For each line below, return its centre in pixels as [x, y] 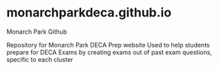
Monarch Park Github [37, 32]
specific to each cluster [40, 59]
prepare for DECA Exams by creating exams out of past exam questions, [109, 52]
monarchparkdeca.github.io [89, 13]
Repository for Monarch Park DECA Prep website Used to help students [108, 45]
